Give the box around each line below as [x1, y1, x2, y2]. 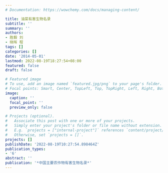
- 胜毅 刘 [5, 35, 23, 40]
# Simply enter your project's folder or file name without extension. [5, 123, 162, 128]
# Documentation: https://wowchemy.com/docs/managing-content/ [5, 7, 140, 13]
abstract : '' [5, 156, 32, 161]
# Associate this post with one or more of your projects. [5, 118, 135, 123]
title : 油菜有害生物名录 [5, 16, 51, 22]
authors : [5, 31, 23, 36]
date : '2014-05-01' [5, 54, 46, 59]
